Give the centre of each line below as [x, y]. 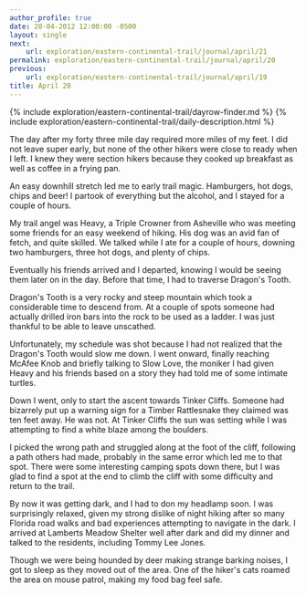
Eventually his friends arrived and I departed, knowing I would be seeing [145, 269]
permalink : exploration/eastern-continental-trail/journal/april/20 [142, 60]
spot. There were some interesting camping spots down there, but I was [145, 466]
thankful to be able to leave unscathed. [83, 326]
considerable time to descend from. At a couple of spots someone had [142, 307]
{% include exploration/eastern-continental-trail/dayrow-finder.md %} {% [148, 111]
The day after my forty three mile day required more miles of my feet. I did [149, 139]
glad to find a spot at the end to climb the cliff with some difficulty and [142, 476]
